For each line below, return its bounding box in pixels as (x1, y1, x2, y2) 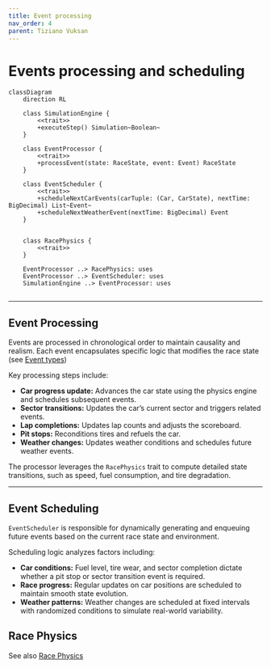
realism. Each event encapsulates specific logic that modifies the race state (8, 346, 260, 356)
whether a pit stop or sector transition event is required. (19, 571, 206, 581)
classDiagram (8, 88, 52, 97)
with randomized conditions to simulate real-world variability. (19, 606, 223, 615)
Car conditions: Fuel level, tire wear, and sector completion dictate (19, 563, 243, 573)
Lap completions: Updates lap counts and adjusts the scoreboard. (19, 421, 242, 430)
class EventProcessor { (23, 145, 103, 154)
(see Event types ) (8, 355, 67, 365)
